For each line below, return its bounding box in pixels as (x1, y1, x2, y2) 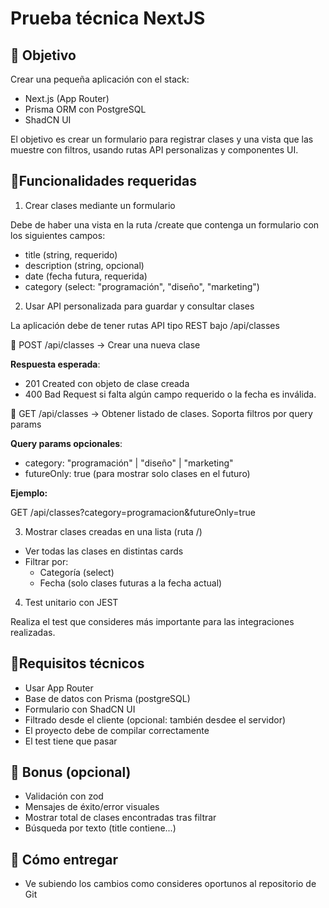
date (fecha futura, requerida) (24, 270, 148, 282)
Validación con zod (24, 790, 104, 802)
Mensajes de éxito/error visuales (24, 801, 160, 813)
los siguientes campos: (10, 229, 106, 241)
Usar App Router (24, 682, 94, 694)
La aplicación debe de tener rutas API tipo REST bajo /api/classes (10, 319, 280, 331)
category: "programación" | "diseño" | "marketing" (24, 457, 234, 469)
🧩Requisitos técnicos (10, 655, 145, 672)
